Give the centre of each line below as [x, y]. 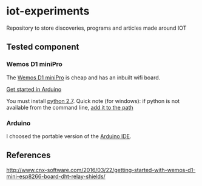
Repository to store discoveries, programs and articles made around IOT [96, 28]
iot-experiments [48, 11]
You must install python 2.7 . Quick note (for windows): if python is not [93, 101]
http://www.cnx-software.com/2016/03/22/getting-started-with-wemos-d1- [101, 170]
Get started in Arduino [34, 89]
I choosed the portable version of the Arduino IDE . [69, 136]
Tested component [43, 47]
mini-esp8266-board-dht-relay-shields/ [56, 176]
